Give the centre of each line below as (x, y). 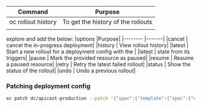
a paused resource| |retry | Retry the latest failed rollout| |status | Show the (99, 64)
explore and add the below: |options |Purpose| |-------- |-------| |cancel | (97, 39)
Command (33, 12)
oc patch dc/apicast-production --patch (57, 99)
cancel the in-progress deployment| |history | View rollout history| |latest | (98, 45)
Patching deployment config (48, 86)
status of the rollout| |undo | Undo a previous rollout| (71, 71)
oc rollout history (33, 22)
